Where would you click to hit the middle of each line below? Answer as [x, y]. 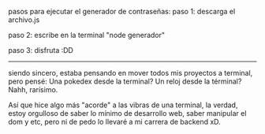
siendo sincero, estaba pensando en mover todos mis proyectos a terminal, [131, 73]
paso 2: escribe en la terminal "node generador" [87, 35]
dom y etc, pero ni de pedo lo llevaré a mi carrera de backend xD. [114, 122]
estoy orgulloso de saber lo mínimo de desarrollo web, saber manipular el [127, 113]
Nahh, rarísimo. [33, 89]
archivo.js [24, 20]
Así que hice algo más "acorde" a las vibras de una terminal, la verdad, [123, 105]
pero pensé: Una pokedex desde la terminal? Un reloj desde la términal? [125, 81]
